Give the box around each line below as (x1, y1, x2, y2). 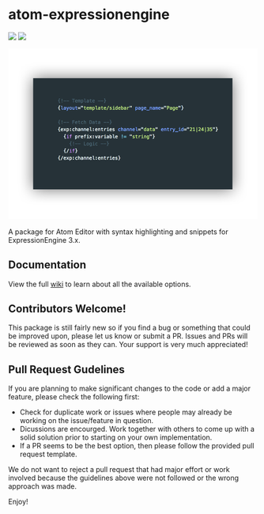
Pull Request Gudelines (8, 362, 125, 376)
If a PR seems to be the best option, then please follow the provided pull (19, 441, 255, 451)
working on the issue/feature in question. (19, 416, 154, 425)
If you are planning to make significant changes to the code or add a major (8, 384, 251, 393)
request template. (19, 449, 77, 459)
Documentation (8, 259, 87, 272)
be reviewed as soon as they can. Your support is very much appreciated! (8, 340, 248, 350)
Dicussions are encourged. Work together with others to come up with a (19, 425, 255, 434)
